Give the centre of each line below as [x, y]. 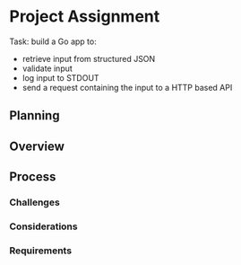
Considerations [43, 226]
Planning [34, 115]
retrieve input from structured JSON [89, 58]
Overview [37, 146]
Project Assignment [85, 17]
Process [33, 177]
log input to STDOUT [61, 77]
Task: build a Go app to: [53, 41]
